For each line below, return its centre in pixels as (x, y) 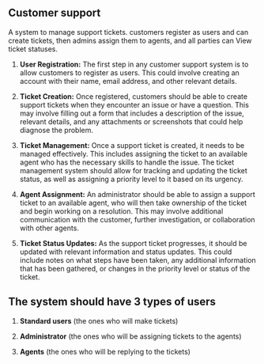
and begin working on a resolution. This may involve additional (121, 211)
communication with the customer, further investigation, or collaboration (137, 219)
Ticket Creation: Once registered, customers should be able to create (133, 96)
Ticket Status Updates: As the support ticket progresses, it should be (133, 243)
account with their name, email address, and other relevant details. (128, 81)
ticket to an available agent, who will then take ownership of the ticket (133, 203)
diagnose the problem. (56, 130)
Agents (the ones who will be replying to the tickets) (105, 351)
